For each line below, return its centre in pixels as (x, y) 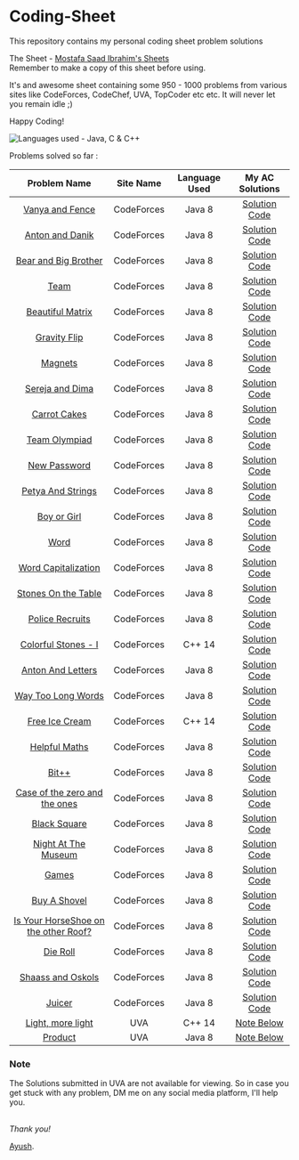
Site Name (139, 183)
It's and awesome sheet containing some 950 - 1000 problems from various (148, 85)
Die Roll (59, 952)
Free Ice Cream (59, 721)
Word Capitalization (59, 567)
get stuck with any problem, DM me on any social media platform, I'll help (144, 1093)
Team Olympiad (59, 440)
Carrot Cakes (59, 414)
